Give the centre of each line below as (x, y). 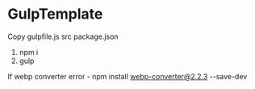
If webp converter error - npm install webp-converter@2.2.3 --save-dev (127, 76)
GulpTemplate (55, 14)
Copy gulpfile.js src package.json (63, 36)
